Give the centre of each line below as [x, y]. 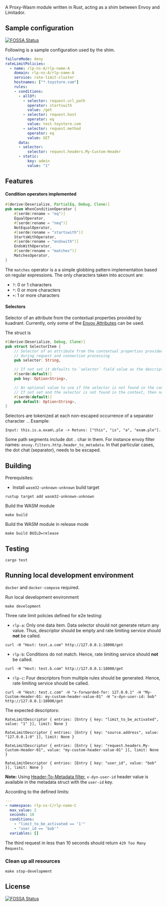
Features [19, 181]
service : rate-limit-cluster [44, 78]
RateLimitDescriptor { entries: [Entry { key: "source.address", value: [82, 732]
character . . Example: [27, 421]
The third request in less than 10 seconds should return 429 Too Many [76, 843]
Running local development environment [70, 575]
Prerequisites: [19, 478]
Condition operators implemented [41, 194]
